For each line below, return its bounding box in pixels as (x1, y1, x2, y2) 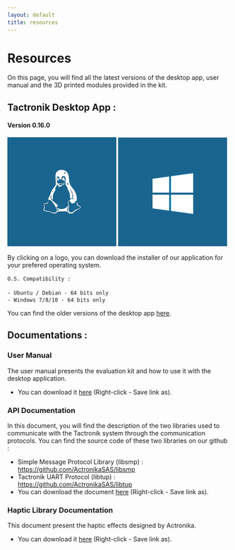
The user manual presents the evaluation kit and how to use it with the (7, 366, 212, 375)
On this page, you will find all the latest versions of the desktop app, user (7, 73, 219, 82)
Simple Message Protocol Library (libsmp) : (17, 458, 143, 466)
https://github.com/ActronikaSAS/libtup (17, 480, 133, 489)
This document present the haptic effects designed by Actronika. (7, 521, 196, 530)
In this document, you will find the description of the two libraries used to (7, 421, 220, 430)
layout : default (7, 11, 55, 18)
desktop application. (7, 374, 67, 383)
